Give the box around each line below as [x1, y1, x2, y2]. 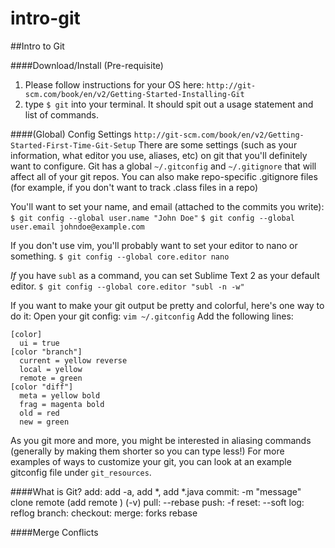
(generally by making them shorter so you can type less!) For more [10, 445, 285, 457]
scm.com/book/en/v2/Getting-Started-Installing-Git [24, 89, 245, 99]
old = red [19, 408, 60, 418]
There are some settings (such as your [138, 138, 298, 151]
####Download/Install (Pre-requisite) [10, 59, 164, 71]
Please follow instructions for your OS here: [24, 78, 205, 91]
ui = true [19, 338, 60, 348]
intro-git [10, 7, 81, 30]
